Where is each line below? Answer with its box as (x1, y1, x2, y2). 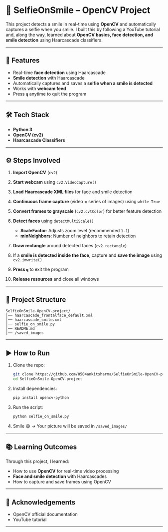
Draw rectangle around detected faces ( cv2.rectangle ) (12, 243, 127, 249)
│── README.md (5, 326, 35, 331)
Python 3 (12, 126, 33, 132)
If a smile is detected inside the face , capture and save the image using (12, 252, 163, 258)
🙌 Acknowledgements (5, 498, 76, 506)
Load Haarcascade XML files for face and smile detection (12, 189, 133, 195)
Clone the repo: (12, 362, 45, 368)
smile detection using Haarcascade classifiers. (5, 37, 103, 43)
